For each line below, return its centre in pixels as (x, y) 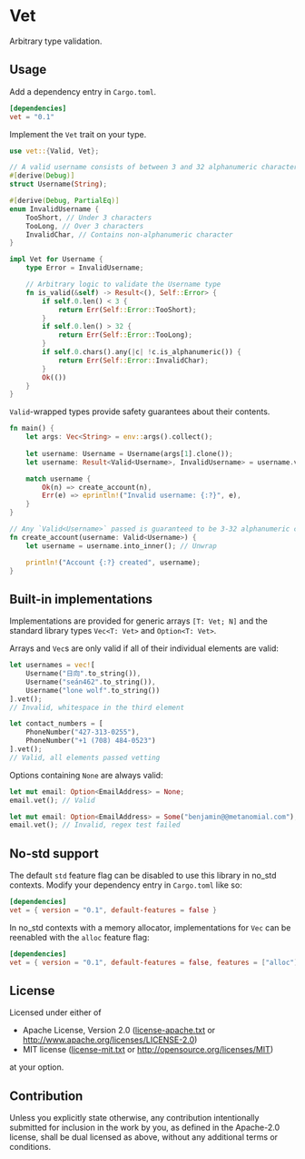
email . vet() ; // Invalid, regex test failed (95, 825)
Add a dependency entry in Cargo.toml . (83, 91)
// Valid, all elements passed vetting (85, 757)
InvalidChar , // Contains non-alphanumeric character (129, 234)
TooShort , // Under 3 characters (89, 218)
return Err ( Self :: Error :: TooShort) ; (127, 310)
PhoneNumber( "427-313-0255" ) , (83, 732)
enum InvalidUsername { (54, 209)
